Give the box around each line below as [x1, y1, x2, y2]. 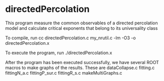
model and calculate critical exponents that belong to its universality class [5, 25, 158, 31]
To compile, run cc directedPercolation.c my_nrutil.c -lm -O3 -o [5, 35, 136, 41]
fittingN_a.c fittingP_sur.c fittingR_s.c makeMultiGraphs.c [5, 70, 122, 76]
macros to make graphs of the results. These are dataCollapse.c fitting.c [5, 65, 155, 71]
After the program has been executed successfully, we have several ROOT [5, 59, 159, 65]
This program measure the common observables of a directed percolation [5, 20, 158, 26]
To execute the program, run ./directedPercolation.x [5, 50, 112, 56]
